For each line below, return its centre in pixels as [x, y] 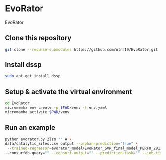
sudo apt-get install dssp [33, 76]
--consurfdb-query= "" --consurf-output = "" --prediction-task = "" [73, 153]
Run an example [30, 128]
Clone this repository [38, 38]
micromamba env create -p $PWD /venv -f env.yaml [56, 107]
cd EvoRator [17, 103]
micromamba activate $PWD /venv [37, 112]
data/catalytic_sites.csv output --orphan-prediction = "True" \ [72, 144]
